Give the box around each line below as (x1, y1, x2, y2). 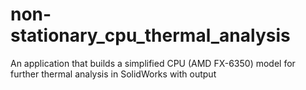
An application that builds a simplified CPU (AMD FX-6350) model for (10, 57, 296, 69)
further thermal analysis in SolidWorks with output (10, 68, 217, 80)
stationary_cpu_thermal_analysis (10, 24, 291, 47)
